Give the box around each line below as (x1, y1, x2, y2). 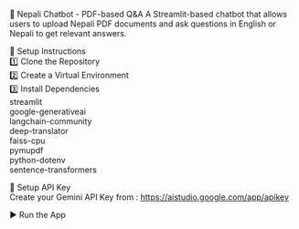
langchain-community (9, 116, 92, 127)
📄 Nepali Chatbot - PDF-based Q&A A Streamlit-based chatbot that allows (9, 9, 288, 19)
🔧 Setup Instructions (9, 46, 87, 57)
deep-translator (9, 126, 69, 136)
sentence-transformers (9, 164, 98, 175)
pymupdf (9, 145, 44, 155)
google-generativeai (9, 106, 87, 117)
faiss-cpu (9, 135, 46, 146)
